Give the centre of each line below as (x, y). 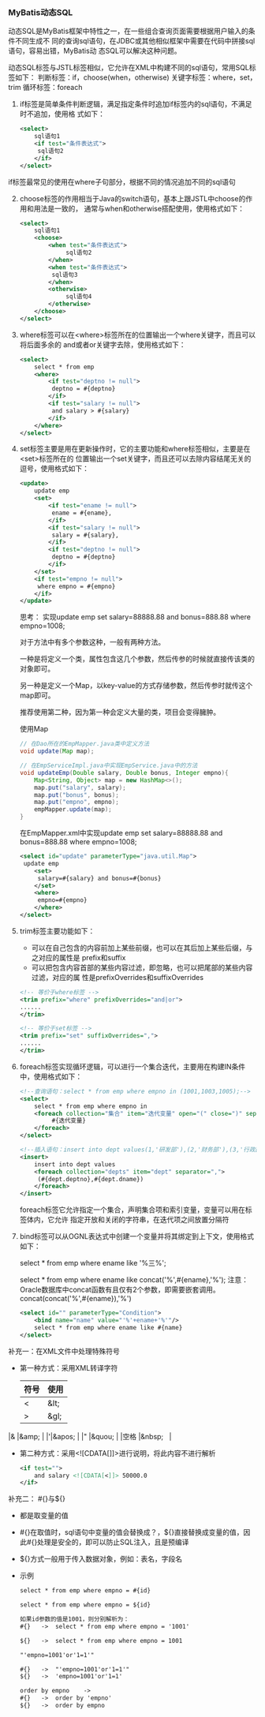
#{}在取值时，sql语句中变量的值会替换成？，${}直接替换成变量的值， (131, 1532)
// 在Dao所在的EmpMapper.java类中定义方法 (84, 744)
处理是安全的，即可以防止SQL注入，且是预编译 (113, 1542)
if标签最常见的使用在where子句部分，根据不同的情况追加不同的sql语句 (122, 181)
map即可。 (37, 695)
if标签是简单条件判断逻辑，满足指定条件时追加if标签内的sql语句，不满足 (136, 104)
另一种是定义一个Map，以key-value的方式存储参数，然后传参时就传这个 (136, 686)
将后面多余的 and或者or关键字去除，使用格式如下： (103, 344)
